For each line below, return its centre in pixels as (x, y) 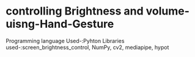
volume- (168, 11)
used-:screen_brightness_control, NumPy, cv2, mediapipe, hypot (87, 47)
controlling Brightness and (75, 11)
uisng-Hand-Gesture (60, 24)
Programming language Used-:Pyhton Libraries (65, 41)
